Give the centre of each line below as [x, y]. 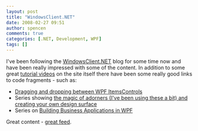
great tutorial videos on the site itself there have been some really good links [99, 74]
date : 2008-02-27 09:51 [35, 22]
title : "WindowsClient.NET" [41, 17]
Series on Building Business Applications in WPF [74, 110]
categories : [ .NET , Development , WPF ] [54, 39]
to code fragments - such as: [41, 80]
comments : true [25, 34]
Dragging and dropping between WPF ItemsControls [79, 91]
